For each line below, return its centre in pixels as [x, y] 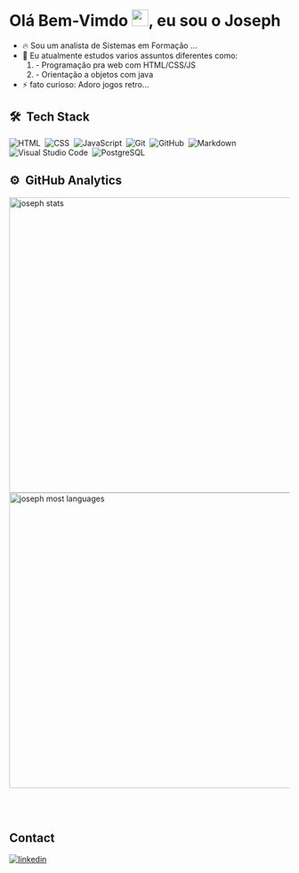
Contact [32, 838]
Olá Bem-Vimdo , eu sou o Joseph [145, 21]
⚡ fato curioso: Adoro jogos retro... [85, 84]
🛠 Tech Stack [50, 117]
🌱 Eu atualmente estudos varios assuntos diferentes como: [130, 55]
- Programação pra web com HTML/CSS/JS [116, 65]
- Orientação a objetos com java [94, 74]
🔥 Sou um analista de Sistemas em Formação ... [109, 45]
